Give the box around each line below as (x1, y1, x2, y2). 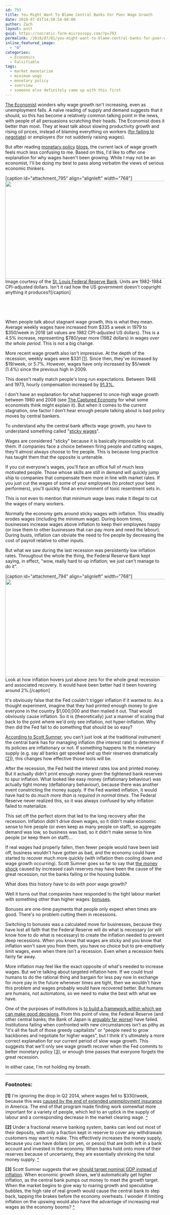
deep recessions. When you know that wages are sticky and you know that (5, 937, 162, 943)
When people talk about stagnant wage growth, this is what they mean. (5, 318, 153, 325)
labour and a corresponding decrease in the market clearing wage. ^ (5, 1114, 148, 1120)
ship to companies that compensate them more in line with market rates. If (5, 475, 160, 481)
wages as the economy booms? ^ (5, 1204, 75, 1210)
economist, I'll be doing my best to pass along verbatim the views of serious (5, 160, 164, 166)
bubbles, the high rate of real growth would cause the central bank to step (5, 1188, 160, 1194)
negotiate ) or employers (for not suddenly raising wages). (5, 134, 125, 140)
